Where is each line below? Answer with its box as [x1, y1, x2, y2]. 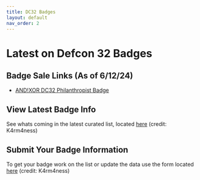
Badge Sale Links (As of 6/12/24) [6, 71, 134, 81]
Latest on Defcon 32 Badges [6, 46, 152, 60]
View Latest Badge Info [6, 104, 96, 114]
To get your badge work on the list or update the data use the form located [6, 161, 194, 168]
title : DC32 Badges [6, 9, 56, 15]
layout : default [6, 15, 48, 21]
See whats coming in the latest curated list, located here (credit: [6, 120, 167, 128]
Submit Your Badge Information [6, 144, 129, 155]
